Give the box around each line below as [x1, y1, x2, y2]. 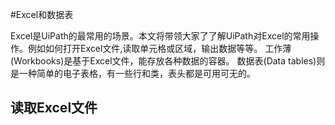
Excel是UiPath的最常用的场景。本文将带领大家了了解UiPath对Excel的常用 [10, 30, 311, 42]
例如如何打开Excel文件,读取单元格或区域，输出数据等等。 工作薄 [27, 43, 292, 54]
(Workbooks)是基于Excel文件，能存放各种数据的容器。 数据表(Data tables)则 [10, 55, 326, 67]
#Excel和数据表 [10, 9, 74, 20]
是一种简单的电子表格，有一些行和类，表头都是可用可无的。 [10, 68, 256, 79]
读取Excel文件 [10, 99, 98, 117]
